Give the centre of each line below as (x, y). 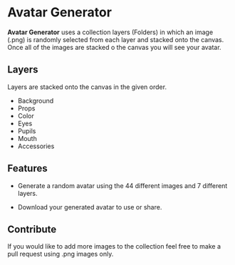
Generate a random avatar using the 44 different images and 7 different (122, 185)
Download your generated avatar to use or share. (90, 207)
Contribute (32, 229)
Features (27, 168)
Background (36, 100)
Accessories (36, 146)
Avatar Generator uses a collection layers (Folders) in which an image (110, 32)
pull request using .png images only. (61, 254)
